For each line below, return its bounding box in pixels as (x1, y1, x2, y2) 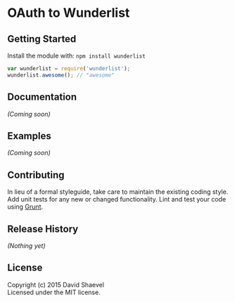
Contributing (7, 169, 65, 180)
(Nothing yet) (7, 242, 46, 250)
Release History (7, 223, 79, 235)
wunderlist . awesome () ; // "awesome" (7, 72, 115, 79)
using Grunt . (7, 202, 44, 211)
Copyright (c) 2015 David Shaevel (7, 280, 104, 289)
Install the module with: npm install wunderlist (7, 51, 146, 60)
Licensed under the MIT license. (7, 288, 101, 296)
